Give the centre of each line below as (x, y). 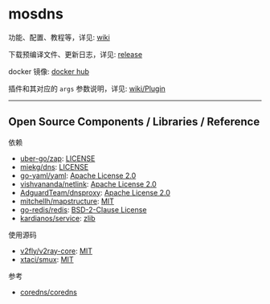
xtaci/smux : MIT (47, 259)
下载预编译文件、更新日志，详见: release (76, 54)
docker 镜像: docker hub (49, 71)
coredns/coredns (49, 292)
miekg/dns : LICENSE (54, 166)
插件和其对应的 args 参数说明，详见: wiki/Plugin (87, 88)
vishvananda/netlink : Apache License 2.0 (88, 184)
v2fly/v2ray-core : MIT (56, 251)
